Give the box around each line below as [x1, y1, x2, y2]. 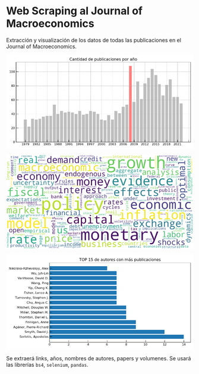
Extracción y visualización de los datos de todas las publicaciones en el [6, 36, 181, 43]
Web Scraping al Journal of [6, 4, 143, 18]
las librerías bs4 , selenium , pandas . [6, 361, 89, 368]
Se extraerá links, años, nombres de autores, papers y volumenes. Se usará [6, 354, 191, 361]
